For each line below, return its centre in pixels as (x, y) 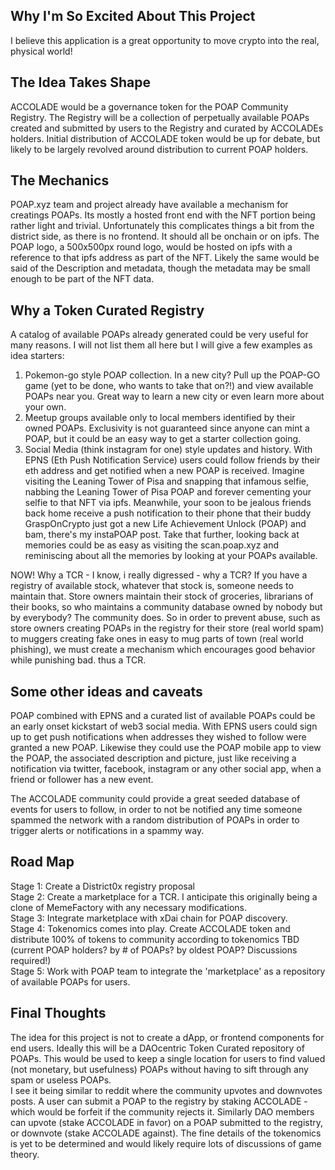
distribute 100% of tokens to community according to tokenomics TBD (155, 939)
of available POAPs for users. (70, 981)
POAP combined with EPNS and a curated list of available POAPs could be (163, 716)
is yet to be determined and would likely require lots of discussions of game (166, 1143)
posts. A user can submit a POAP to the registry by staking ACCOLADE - (159, 1101)
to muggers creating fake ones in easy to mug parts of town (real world (157, 639)
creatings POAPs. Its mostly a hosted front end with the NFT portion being (163, 215)
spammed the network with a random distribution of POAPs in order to (155, 820)
